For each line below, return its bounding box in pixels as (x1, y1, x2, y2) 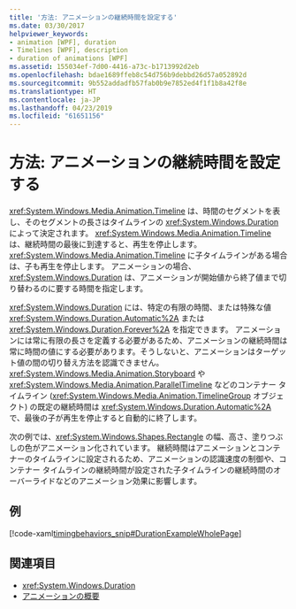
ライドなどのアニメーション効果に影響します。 (32, 475, 201, 487)
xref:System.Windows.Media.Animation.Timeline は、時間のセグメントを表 (9, 205, 281, 217)
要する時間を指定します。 (55, 283, 148, 294)
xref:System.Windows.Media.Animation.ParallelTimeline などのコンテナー (9, 380, 277, 390)
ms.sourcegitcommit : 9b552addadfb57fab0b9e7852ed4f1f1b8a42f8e (9, 79, 247, 88)
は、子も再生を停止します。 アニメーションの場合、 (9, 261, 196, 272)
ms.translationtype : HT (9, 87, 97, 96)
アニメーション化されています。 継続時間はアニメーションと (39, 443, 258, 453)
